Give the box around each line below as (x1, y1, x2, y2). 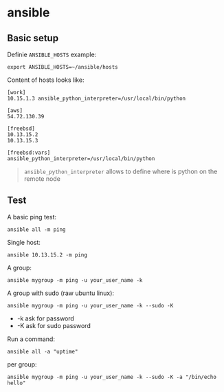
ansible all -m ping (7, 226, 67, 233)
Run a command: (7, 335, 55, 343)
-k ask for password (16, 314, 74, 323)
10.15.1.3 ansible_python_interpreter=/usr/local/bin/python (7, 95, 186, 102)
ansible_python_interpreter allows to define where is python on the (23, 167, 218, 175)
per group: (7, 360, 37, 369)
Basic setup (7, 32, 59, 44)
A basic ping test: (7, 213, 57, 221)
